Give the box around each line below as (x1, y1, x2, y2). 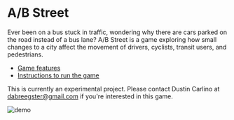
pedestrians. (7, 50, 43, 59)
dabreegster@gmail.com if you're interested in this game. (7, 92, 174, 100)
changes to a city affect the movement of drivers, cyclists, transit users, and (7, 43, 227, 51)
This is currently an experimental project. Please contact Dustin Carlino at (7, 84, 220, 93)
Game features (17, 63, 61, 72)
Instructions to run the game (17, 71, 99, 80)
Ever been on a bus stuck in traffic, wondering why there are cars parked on (7, 28, 228, 36)
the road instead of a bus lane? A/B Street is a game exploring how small (7, 35, 217, 43)
